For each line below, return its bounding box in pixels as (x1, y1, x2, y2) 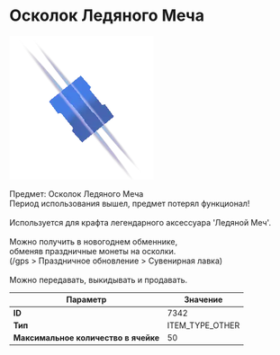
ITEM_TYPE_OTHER (167, 320, 240, 331)
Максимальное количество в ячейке (13, 333, 160, 343)
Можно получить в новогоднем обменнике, (9, 235, 178, 247)
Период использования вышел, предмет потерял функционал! (9, 198, 250, 209)
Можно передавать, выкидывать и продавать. (9, 274, 187, 285)
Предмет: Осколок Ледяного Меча (9, 188, 144, 199)
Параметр (66, 294, 107, 306)
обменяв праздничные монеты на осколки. (9, 245, 176, 256)
